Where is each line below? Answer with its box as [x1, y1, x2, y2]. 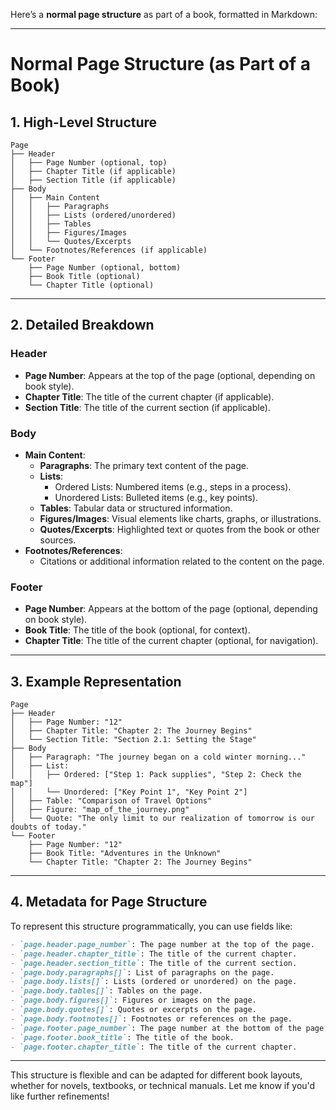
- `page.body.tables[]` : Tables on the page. [10, 986, 203, 996]
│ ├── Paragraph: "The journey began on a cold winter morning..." [10, 752, 307, 763]
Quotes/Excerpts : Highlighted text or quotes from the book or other [39, 523, 320, 535]
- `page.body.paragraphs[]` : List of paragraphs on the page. [10, 967, 275, 978]
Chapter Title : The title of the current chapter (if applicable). [24, 390, 275, 403]
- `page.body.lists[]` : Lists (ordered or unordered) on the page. [10, 977, 298, 987]
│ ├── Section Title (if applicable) [10, 175, 177, 185]
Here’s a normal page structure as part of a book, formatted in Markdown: [10, 9, 318, 20]
